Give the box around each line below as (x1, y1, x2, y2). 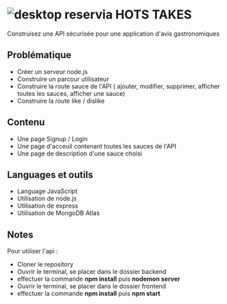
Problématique (7, 49, 72, 61)
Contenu (7, 116, 45, 128)
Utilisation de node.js (16, 194, 77, 203)
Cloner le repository (16, 260, 74, 268)
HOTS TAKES (115, 7, 192, 23)
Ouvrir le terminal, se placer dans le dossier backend (16, 268, 167, 276)
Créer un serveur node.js (16, 67, 88, 75)
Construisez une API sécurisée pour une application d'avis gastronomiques (7, 29, 220, 38)
